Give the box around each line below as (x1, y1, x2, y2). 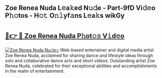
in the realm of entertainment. (5, 68, 65, 74)
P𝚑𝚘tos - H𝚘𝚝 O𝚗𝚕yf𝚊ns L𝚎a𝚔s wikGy (5, 12, 125, 20)
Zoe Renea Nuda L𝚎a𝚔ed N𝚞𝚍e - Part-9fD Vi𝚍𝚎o (5, 4, 156, 12)
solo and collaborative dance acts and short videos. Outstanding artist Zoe (5, 58, 155, 63)
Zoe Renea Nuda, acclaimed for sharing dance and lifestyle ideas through (5, 53, 153, 58)
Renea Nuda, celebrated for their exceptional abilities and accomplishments (5, 63, 157, 69)
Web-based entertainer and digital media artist (60, 47, 154, 53)
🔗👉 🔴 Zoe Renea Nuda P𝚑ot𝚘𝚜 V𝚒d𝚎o (5, 32, 124, 40)
